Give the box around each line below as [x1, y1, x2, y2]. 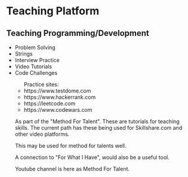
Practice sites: [23, 81, 59, 88]
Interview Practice [14, 57, 60, 63]
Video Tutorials [14, 63, 53, 70]
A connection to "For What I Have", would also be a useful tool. [14, 154, 170, 161]
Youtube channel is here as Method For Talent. [14, 166, 130, 172]
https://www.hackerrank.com [23, 94, 96, 100]
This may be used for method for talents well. [14, 142, 127, 149]
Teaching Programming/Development [6, 28, 149, 38]
